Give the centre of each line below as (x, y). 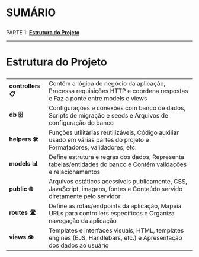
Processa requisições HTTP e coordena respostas (118, 91)
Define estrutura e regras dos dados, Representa (116, 157)
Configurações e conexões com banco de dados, (117, 108)
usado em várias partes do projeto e (99, 140)
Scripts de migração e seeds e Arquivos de (108, 116)
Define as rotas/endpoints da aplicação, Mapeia (115, 206)
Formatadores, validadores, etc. (93, 147)
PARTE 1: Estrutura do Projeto (43, 33)
